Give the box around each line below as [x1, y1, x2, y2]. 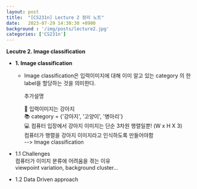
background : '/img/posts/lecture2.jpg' [6, 25, 110, 32]
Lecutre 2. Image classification [6, 48, 86, 55]
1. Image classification [15, 60, 73, 67]
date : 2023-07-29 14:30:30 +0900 [6, 20, 96, 26]
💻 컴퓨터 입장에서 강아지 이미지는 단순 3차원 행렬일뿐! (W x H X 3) [24, 122, 182, 130]
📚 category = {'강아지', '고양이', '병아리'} [24, 113, 124, 120]
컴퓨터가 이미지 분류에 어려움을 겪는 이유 [15, 158, 111, 165]
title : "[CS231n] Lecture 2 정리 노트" [6, 14, 105, 21]
